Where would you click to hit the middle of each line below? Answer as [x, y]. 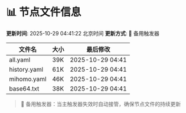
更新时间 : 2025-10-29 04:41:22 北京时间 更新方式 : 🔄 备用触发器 [83, 33]
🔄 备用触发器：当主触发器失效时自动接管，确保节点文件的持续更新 [101, 104]
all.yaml [20, 60]
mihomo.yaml [28, 79]
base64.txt [24, 88]
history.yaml [26, 69]
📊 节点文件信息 [44, 12]
